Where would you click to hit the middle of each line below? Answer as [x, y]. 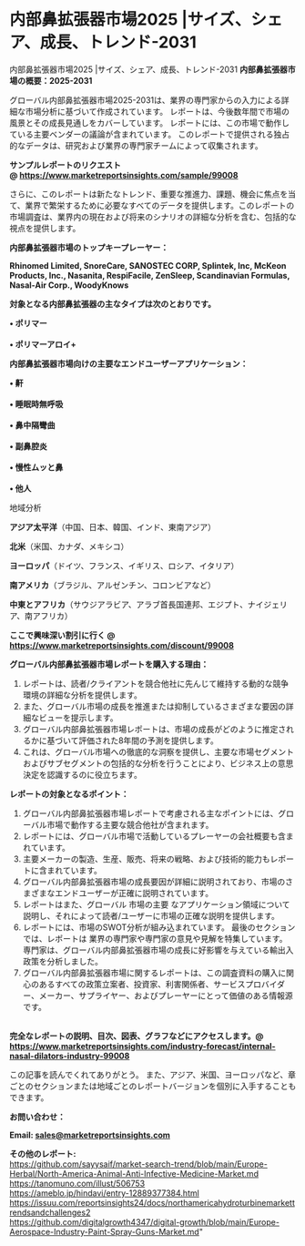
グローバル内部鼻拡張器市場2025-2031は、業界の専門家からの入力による [146, 100]
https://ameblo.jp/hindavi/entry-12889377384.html [105, 1193]
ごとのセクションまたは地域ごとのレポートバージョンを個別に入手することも [153, 1086]
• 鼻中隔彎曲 [32, 424]
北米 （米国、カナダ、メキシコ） [69, 546]
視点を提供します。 [45, 228]
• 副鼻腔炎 [28, 446]
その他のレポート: [43, 1153]
